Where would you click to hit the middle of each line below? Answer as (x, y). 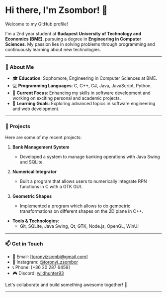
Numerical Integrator (35, 171)
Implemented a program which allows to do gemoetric (75, 206)
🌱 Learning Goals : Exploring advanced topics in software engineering (84, 104)
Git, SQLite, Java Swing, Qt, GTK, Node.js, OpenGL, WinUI (79, 226)
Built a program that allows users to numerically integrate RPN (83, 181)
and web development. (36, 109)
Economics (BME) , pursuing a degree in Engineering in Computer (73, 39)
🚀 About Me (20, 67)
